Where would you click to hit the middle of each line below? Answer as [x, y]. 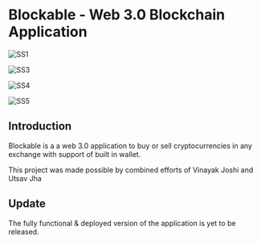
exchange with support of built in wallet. [75, 154]
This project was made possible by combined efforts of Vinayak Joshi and [131, 170]
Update [27, 204]
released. [24, 232]
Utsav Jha [25, 178]
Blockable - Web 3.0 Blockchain [117, 15]
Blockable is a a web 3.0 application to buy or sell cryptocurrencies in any [130, 146]
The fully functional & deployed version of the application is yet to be [122, 223]
